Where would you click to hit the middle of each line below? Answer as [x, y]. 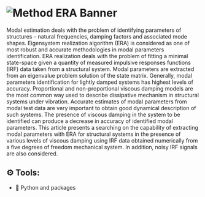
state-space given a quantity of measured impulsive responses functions [99, 62]
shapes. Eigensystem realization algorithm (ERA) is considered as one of [98, 43]
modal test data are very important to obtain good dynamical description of [101, 108]
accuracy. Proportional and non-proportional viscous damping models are [100, 88]
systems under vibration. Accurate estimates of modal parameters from [97, 102]
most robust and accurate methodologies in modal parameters [85, 50]
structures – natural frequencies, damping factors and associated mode [97, 36]
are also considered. [32, 154]
